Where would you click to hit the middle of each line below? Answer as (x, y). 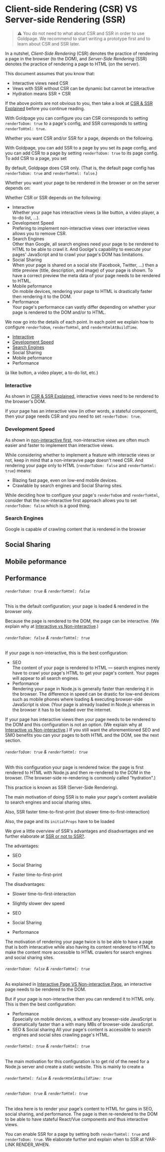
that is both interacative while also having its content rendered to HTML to (80, 947)
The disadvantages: (25, 884)
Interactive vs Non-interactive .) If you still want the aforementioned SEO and (82, 730)
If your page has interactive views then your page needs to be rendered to (81, 720)
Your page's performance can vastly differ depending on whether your (84, 307)
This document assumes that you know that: (50, 73)
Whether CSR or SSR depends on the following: (53, 197)
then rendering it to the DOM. (42, 296)
